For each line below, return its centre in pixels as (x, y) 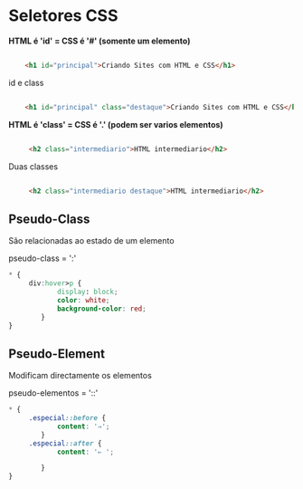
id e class (26, 82)
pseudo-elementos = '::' (53, 393)
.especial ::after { (65, 443)
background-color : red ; (101, 309)
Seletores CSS (63, 16)
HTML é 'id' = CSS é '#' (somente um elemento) (99, 41)
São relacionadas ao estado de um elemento (91, 241)
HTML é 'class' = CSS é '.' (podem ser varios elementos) (116, 124)
